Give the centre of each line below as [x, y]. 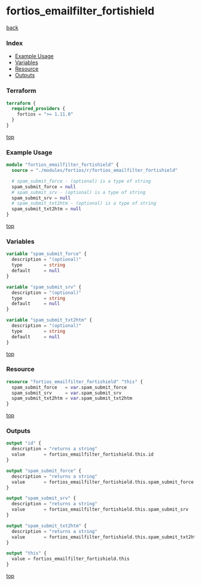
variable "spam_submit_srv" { [44, 287]
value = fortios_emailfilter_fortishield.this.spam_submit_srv [100, 510]
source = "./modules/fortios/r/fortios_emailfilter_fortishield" [95, 171]
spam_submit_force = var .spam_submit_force [69, 387]
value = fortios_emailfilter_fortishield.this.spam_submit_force [103, 482]
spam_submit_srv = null [41, 198]
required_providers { [39, 109]
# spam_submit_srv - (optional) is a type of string [79, 192]
